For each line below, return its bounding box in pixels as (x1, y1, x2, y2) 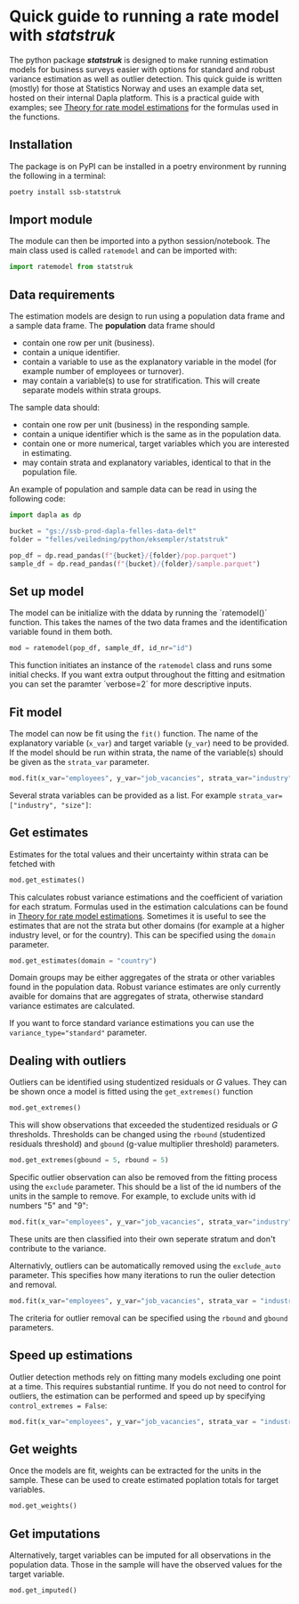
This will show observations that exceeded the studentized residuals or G (9, 1120, 279, 1130)
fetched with (9, 858, 56, 869)
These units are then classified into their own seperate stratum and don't (9, 1234, 276, 1244)
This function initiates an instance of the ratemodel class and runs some (9, 660, 272, 671)
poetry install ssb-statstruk (9, 187, 122, 197)
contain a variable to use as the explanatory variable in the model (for (21, 356, 278, 367)
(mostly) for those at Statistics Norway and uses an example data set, (9, 83, 264, 94)
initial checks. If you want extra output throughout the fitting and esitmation (9, 670, 286, 680)
